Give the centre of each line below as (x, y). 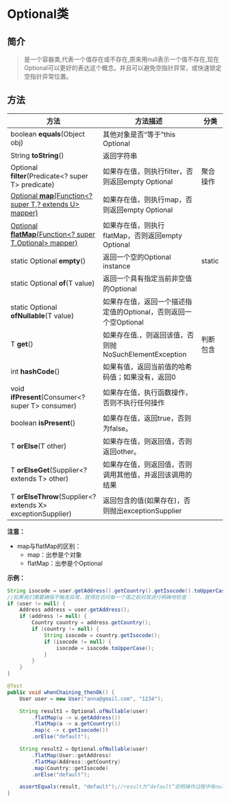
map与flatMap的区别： (49, 546)
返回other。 (122, 451)
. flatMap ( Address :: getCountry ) (76, 762)
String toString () (37, 155)
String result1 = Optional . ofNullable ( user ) (84, 711)
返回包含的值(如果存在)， (143, 500)
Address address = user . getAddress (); (75, 610)
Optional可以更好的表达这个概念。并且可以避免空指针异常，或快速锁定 (123, 68)
